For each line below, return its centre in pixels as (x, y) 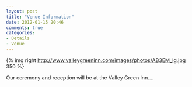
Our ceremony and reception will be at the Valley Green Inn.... (80, 77)
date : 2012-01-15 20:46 (35, 22)
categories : (20, 33)
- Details (18, 38)
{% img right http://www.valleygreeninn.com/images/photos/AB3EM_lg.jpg (96, 60)
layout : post (22, 11)
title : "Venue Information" (40, 17)
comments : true (25, 28)
